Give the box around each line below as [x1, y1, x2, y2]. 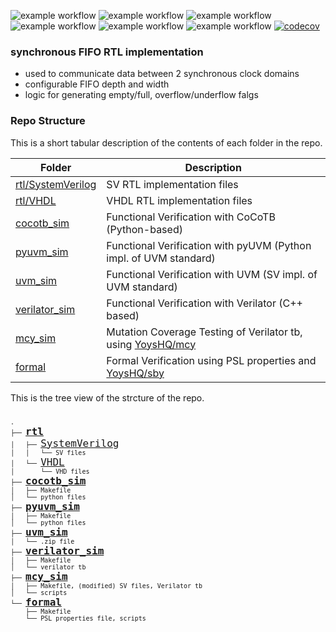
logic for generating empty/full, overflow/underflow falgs [24, 89, 259, 101]
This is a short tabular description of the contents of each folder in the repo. [10, 136, 323, 149]
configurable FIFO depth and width [24, 78, 170, 90]
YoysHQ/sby [106, 366, 165, 380]
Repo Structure [10, 114, 86, 128]
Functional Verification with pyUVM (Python [106, 238, 312, 252]
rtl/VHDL [15, 193, 57, 207]
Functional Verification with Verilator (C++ [106, 296, 303, 310]
